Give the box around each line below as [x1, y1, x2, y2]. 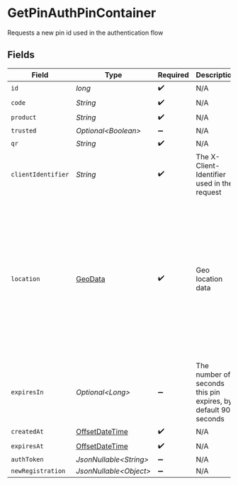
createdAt [11, 428, 44, 436]
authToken [11, 455, 44, 463]
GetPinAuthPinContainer [7, 5, 157, 21]
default [195, 405, 220, 415]
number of [195, 370, 231, 380]
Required [157, 69, 189, 79]
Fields [7, 49, 35, 61]
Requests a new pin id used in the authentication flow [7, 28, 164, 37]
